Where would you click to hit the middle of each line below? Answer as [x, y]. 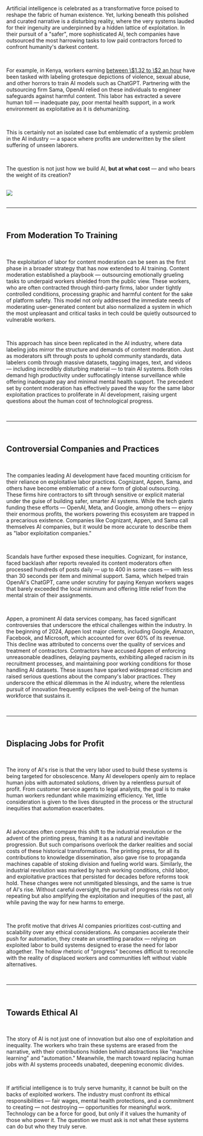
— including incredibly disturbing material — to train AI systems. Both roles [99, 369]
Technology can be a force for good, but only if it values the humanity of [96, 1114]
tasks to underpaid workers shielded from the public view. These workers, [98, 281]
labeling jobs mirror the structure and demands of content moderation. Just [100, 349]
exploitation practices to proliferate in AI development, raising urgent [92, 394]
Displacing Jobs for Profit [55, 744]
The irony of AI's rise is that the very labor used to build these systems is [97, 770]
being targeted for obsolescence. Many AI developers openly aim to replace [101, 776]
